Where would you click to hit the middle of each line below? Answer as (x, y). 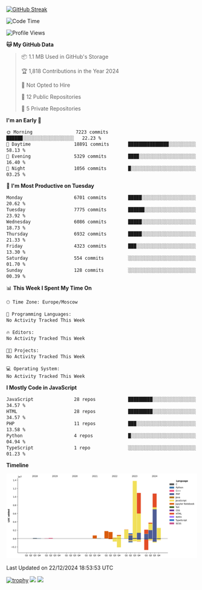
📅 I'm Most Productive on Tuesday (50, 186)
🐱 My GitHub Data (30, 45)
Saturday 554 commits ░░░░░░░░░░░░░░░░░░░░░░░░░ (101, 258)
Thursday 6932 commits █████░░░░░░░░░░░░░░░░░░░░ (101, 234)
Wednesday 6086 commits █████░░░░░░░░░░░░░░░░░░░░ (101, 222)
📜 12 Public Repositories (51, 97)
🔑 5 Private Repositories (51, 108)
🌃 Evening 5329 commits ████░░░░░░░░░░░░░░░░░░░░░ (101, 156)
